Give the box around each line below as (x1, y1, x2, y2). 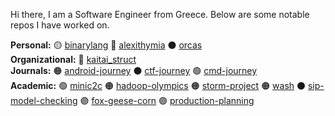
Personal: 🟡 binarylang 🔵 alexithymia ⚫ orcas (10, 39, 203, 51)
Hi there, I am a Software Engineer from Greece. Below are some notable (10, 9, 310, 20)
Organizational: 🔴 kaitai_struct (10, 54, 137, 65)
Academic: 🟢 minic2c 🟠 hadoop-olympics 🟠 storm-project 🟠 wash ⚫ (10, 80, 306, 91)
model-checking (10, 95, 78, 106)
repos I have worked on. (10, 19, 110, 31)
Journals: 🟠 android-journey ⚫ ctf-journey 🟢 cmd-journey (10, 65, 258, 76)
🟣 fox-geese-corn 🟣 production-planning (79, 95, 255, 106)
